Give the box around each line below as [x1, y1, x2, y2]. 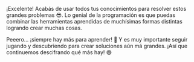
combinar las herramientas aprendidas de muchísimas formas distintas [6, 18, 183, 25]
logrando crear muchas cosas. [6, 24, 83, 31]
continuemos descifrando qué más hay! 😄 [6, 49, 112, 56]
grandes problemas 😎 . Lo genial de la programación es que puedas [6, 11, 176, 19]
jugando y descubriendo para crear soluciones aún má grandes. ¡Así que [6, 42, 188, 49]
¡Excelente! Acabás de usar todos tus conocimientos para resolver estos [6, 5, 187, 12]
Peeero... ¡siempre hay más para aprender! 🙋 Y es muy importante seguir [6, 36, 188, 43]
